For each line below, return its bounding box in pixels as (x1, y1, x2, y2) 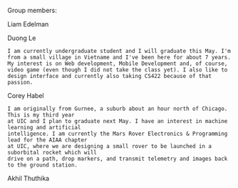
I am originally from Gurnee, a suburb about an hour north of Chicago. (7, 105, 228, 112)
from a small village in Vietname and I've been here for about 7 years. (7, 54, 232, 61)
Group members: (7, 6, 57, 14)
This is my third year (7, 112, 75, 119)
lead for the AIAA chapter (7, 137, 88, 144)
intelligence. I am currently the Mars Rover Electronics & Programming (7, 130, 228, 137)
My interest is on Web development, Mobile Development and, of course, (7, 60, 228, 67)
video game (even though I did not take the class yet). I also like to (7, 66, 228, 74)
